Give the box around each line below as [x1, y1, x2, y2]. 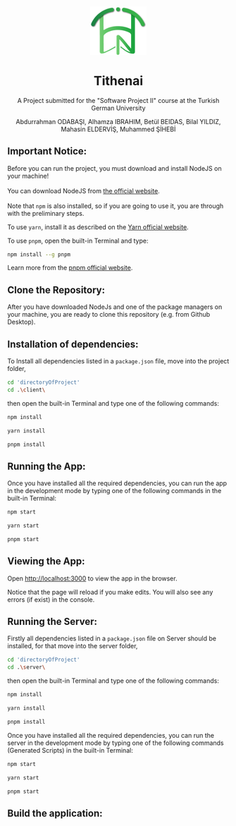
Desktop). [7, 317, 36, 327]
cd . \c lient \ [7, 386, 46, 394]
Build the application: [7, 807, 104, 819]
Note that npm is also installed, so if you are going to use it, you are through [7, 201, 224, 210]
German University [91, 104, 146, 112]
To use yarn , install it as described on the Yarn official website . [7, 222, 189, 231]
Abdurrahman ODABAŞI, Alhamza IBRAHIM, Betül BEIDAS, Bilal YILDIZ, [15, 117, 221, 126]
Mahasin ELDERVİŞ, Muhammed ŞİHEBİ [61, 125, 176, 133]
